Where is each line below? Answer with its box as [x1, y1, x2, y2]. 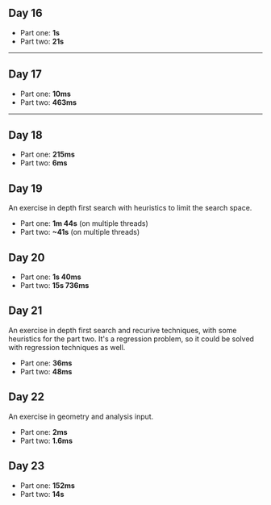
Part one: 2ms [19, 427, 68, 436]
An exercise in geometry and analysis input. [8, 411, 154, 421]
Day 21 [8, 304, 43, 318]
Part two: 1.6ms [19, 436, 73, 445]
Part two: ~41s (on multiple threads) [19, 227, 140, 237]
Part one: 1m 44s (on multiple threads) [19, 219, 149, 228]
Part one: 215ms [19, 149, 75, 160]
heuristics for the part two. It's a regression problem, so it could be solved [8, 334, 254, 344]
